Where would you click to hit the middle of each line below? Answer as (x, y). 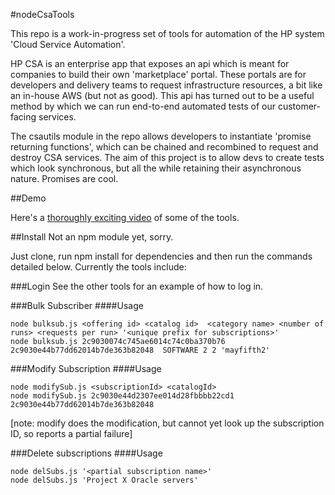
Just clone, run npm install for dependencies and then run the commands (161, 256)
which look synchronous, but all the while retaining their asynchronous (156, 168)
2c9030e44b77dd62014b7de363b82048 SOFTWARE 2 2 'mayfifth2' (140, 350)
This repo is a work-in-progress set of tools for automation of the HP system (167, 33)
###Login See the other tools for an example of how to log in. (137, 286)
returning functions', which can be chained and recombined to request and (164, 147)
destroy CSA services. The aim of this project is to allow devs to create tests (167, 157)
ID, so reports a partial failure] (71, 433)
